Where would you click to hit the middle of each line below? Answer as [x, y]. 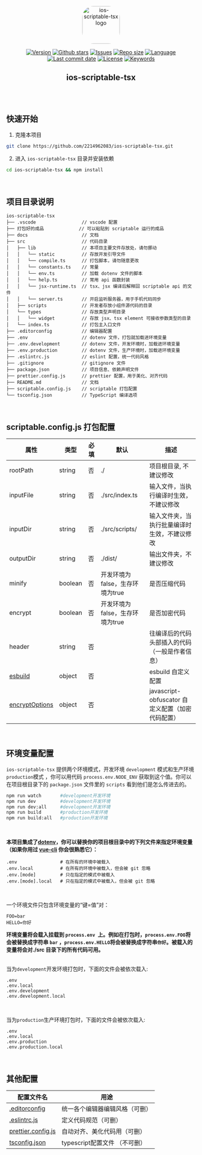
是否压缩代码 [167, 584]
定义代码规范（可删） [92, 1120]
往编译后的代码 [170, 633]
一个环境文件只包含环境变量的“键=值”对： [58, 905]
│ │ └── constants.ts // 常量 [53, 267]
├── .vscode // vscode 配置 [62, 222]
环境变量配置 [30, 754]
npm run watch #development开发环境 [58, 796]
